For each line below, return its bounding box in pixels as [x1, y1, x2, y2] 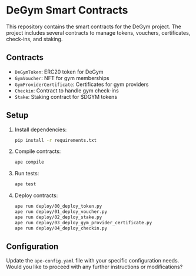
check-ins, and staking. [6, 35, 63, 42]
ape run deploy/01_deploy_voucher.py [14, 209, 108, 215]
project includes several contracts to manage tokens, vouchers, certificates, [6, 29, 191, 36]
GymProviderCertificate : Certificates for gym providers [14, 81, 149, 88]
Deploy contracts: [14, 192, 58, 199]
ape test [14, 181, 36, 187]
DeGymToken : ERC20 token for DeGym [14, 68, 104, 75]
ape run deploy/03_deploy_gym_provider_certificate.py [14, 220, 152, 225]
